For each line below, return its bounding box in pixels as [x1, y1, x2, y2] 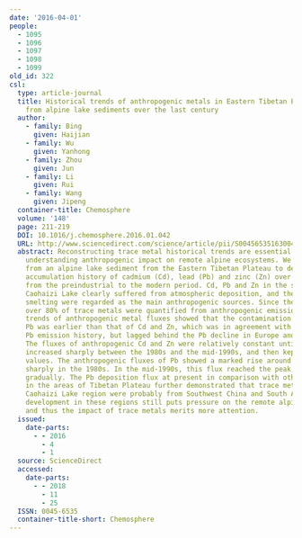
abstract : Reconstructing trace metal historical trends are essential [17, 247, 292, 256]
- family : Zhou [25, 155, 83, 165]
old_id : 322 [9, 72, 54, 81]
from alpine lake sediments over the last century [25, 105, 219, 114]
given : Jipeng [32, 197, 87, 207]
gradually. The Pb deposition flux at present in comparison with [25, 372, 280, 382]
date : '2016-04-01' [9, 13, 83, 22]
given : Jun [32, 164, 75, 173]
